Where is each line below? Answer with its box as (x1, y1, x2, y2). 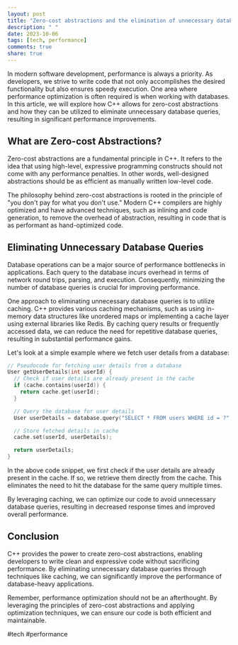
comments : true (7, 43, 52, 50)
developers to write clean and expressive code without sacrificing (7, 557, 200, 565)
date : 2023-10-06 (7, 30, 59, 38)
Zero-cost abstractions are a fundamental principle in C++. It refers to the (7, 154, 222, 163)
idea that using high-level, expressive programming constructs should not (7, 161, 223, 170)
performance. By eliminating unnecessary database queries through (7, 564, 207, 573)
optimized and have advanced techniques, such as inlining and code (7, 205, 208, 214)
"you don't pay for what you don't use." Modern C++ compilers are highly (7, 198, 222, 207)
